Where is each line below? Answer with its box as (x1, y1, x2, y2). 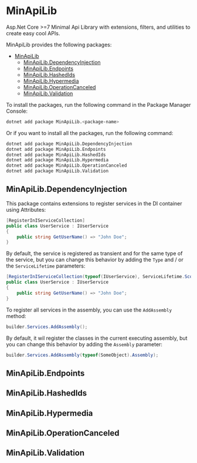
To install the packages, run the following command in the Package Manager (6, 101, 191, 108)
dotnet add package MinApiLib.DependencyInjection (6, 141, 133, 147)
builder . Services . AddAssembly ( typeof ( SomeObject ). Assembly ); (6, 352, 159, 358)
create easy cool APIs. (6, 29, 60, 36)
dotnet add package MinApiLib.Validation (6, 168, 109, 174)
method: (6, 312, 26, 319)
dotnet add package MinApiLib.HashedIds (6, 151, 107, 158)
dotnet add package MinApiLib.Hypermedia (6, 157, 109, 163)
